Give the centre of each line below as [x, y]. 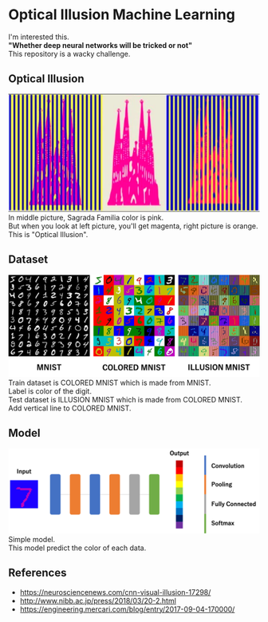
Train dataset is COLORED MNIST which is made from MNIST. [110, 382]
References [37, 573]
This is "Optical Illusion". [48, 234]
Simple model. [32, 539]
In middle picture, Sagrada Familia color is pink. [86, 217]
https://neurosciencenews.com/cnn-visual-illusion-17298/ [115, 592]
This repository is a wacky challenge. [69, 53]
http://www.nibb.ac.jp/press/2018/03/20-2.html [98, 600]
